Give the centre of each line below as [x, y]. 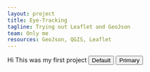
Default [101, 60]
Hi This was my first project [47, 60]
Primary [130, 60]
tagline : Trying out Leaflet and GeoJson [69, 27]
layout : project [31, 14]
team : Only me [28, 33]
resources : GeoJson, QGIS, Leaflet [60, 40]
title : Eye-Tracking [38, 20]
